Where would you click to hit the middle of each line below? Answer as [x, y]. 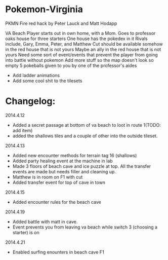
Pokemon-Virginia [44, 9]
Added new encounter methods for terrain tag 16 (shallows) [75, 155]
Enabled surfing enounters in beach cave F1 [58, 252]
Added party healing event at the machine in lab [62, 161]
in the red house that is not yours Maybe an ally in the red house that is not [83, 49]
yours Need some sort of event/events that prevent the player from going [81, 55]
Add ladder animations [36, 75]
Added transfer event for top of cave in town [59, 182]
